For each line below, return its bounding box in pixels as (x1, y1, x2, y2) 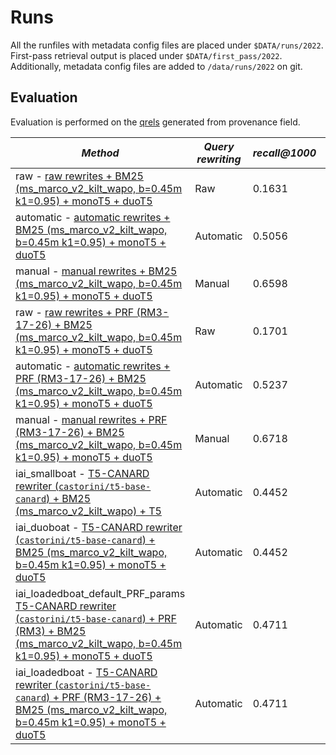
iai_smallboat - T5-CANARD (15, 466, 150, 480)
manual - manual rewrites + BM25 (15, 264, 178, 278)
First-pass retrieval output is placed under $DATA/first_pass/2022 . (10, 49, 283, 61)
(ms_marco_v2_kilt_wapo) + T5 (15, 504, 162, 518)
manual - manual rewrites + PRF (15, 412, 168, 426)
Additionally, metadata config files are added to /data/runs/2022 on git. (10, 60, 303, 72)
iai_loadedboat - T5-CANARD (15, 665, 158, 679)
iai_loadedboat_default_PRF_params (15, 586, 186, 600)
